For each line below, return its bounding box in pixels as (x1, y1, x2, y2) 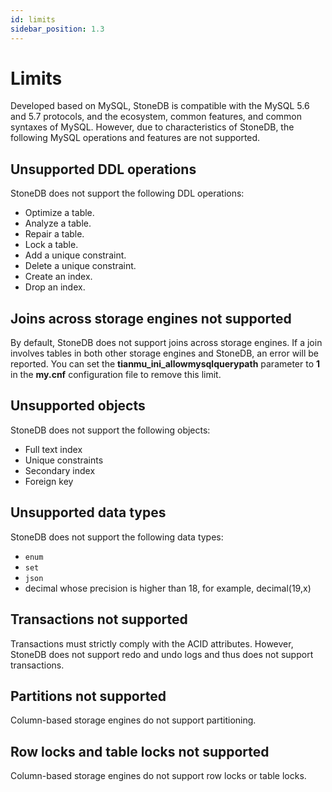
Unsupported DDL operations (10, 161, 197, 178)
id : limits (10, 14, 56, 25)
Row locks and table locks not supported (10, 743, 270, 760)
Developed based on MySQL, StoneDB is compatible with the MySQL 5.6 (10, 100, 310, 112)
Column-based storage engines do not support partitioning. (10, 714, 257, 726)
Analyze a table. (24, 217, 92, 230)
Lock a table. (24, 239, 79, 251)
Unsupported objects (10, 397, 146, 415)
